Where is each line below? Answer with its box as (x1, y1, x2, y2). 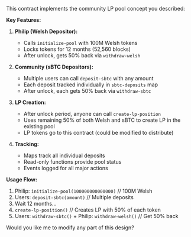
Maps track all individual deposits (23, 152, 105, 159)
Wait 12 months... (14, 200, 57, 207)
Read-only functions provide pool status (23, 158, 122, 165)
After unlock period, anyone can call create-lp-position (23, 111, 161, 117)
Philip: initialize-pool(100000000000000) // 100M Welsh (14, 187, 153, 194)
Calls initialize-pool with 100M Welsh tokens (23, 40, 138, 46)
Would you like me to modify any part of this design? (6, 224, 134, 231)
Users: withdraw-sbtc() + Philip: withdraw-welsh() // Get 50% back (14, 213, 179, 219)
